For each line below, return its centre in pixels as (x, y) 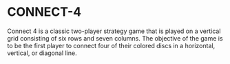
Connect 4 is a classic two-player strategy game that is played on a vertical (114, 31)
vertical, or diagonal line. (42, 53)
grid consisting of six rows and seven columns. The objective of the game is (115, 38)
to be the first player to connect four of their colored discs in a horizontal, (111, 45)
